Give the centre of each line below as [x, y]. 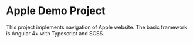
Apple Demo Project [56, 11]
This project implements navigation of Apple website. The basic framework [97, 27]
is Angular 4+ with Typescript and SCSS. [55, 33]
